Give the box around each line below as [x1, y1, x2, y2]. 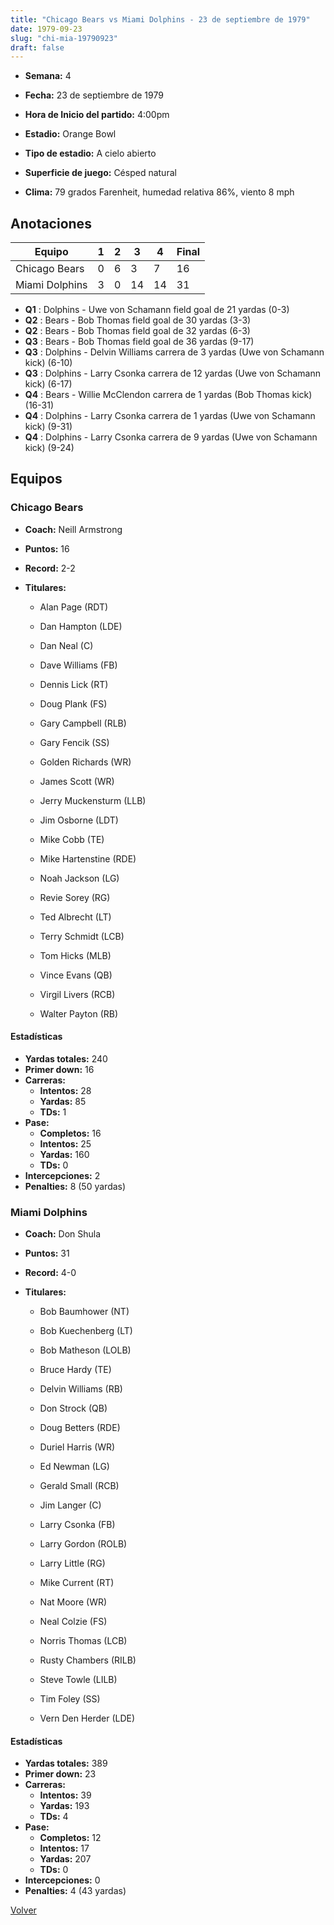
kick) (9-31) [24, 421, 73, 433]
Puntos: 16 [24, 542, 70, 555]
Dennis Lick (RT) [39, 678, 109, 690]
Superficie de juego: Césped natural [24, 167, 177, 179]
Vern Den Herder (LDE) [39, 1712, 136, 1725]
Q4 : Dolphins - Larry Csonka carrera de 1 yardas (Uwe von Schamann [24, 410, 316, 422]
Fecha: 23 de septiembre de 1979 [24, 89, 164, 101]
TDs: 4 [39, 1811, 69, 1823]
